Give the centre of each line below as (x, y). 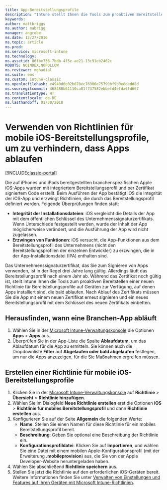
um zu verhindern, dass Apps (67, 148)
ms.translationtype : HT (30, 93)
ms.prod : (14, 47)
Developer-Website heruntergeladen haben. (65, 461)
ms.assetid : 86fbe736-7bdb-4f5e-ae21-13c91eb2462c (59, 61)
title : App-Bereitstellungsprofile (42, 10)
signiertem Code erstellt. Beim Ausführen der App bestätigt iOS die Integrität (83, 193)
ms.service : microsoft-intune (37, 51)
